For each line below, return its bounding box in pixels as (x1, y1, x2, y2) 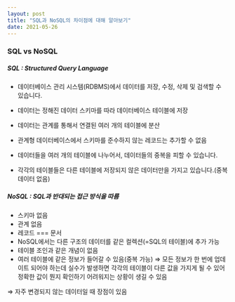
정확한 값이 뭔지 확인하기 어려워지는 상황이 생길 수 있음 (17, 273, 168, 281)
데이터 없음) (17, 175, 51, 183)
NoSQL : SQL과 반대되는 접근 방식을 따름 (7, 192, 119, 200)
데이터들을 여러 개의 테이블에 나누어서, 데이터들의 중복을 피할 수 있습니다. (17, 151, 218, 159)
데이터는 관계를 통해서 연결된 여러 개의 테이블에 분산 (17, 121, 160, 130)
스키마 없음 (17, 211, 48, 220)
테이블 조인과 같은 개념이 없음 (17, 247, 98, 255)
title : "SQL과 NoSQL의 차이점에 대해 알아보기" (7, 17, 131, 24)
